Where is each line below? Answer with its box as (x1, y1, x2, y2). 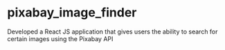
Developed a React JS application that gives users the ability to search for (7, 27, 218, 36)
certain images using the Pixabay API (7, 34, 114, 42)
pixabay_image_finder (7, 5, 137, 21)
